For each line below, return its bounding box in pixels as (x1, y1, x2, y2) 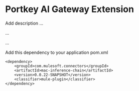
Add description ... (5, 20, 44, 26)
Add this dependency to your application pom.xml (5, 49, 108, 55)
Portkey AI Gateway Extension (5, 4, 134, 15)
